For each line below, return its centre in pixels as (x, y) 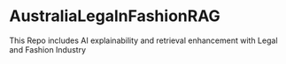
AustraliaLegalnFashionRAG (115, 16)
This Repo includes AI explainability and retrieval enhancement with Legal (143, 40)
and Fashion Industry (48, 49)
